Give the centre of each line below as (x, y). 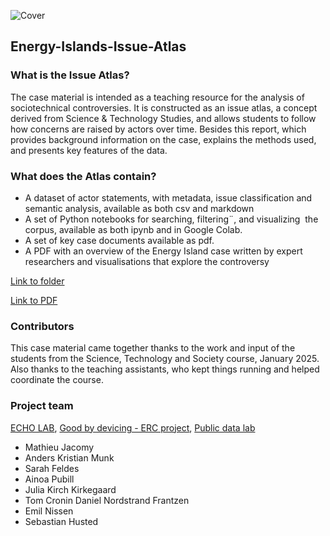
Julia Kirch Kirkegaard (70, 489)
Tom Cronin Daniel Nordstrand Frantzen (107, 500)
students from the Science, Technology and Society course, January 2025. (165, 359)
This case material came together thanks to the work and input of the (153, 348)
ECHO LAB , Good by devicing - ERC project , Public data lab (133, 427)
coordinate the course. (57, 380)
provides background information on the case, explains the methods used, (163, 139)
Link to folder (37, 281)
